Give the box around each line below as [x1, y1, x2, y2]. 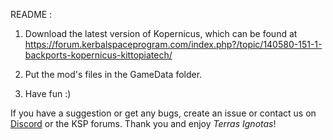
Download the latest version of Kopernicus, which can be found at [24, 28, 298, 39]
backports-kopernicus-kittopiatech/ [24, 49, 173, 61]
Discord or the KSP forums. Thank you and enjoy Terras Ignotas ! [10, 118, 277, 129]
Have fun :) [24, 88, 72, 99]
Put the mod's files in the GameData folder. [24, 69, 203, 80]
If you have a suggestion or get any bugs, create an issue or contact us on [10, 107, 317, 119]
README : [10, 9, 53, 20]
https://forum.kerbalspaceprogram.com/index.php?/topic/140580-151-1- [24, 39, 323, 50]
